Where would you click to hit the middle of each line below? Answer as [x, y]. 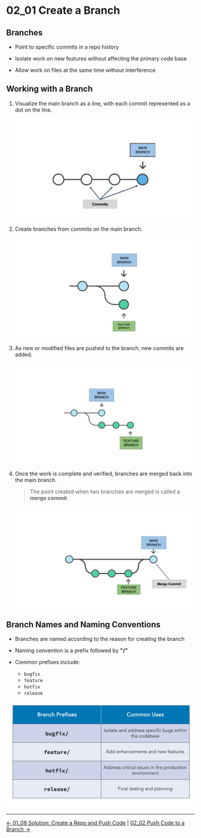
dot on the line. [33, 110]
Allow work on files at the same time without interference [85, 70]
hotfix [32, 687]
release [33, 694]
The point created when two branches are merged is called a [105, 492]
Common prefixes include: [47, 662]
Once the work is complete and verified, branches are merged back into [103, 474]
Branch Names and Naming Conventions [83, 624]
